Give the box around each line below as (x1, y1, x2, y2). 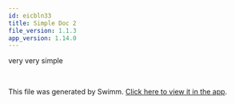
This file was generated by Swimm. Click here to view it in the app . (8, 87, 228, 97)
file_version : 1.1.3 (8, 26, 78, 34)
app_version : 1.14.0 (8, 34, 78, 42)
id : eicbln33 (8, 11, 52, 20)
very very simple (8, 56, 64, 66)
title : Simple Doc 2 (8, 19, 78, 27)
